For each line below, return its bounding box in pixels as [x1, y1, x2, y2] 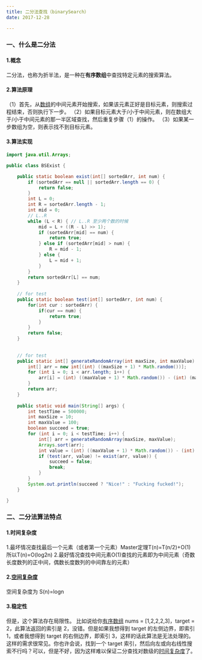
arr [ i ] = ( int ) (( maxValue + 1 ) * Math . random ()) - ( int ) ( [38, 375, 192, 381]
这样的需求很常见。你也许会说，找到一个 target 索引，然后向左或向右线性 [6, 640, 188, 647]
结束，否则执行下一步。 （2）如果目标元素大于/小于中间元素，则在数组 [11, 108, 187, 115]
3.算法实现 [6, 138, 33, 145]
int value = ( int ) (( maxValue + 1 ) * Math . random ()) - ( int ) [38, 448, 195, 454]
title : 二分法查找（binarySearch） [6, 8, 89, 15]
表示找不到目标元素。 [43, 123, 96, 130]
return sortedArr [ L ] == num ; [28, 274, 101, 280]
